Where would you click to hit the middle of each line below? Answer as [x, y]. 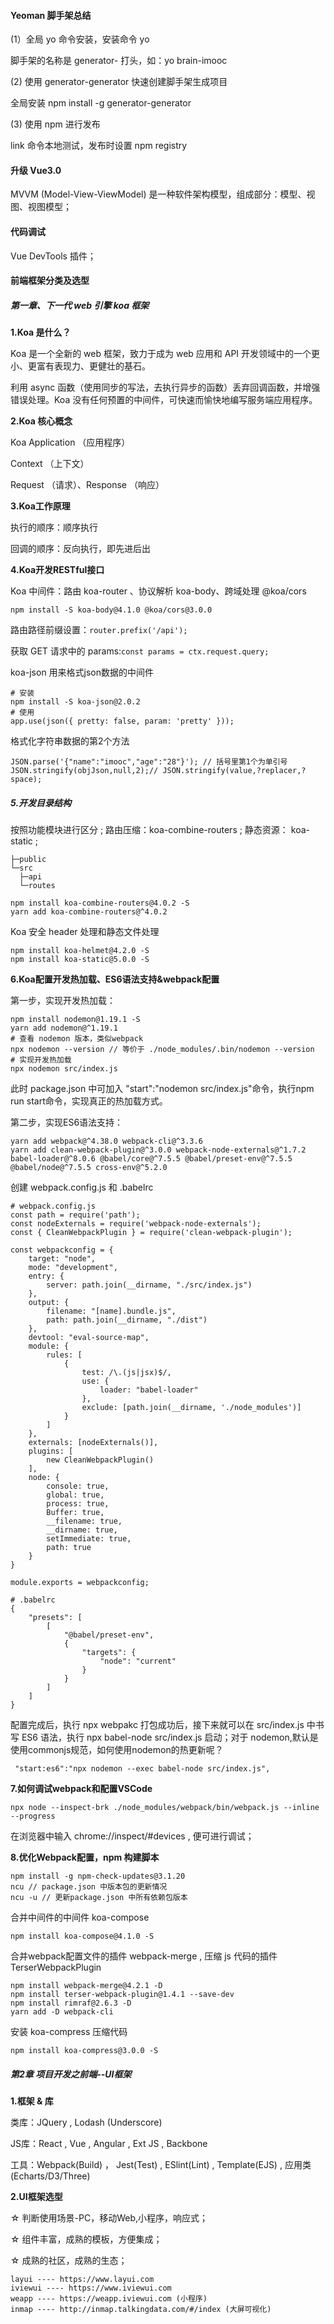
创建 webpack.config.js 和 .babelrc [82, 1187]
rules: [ [64, 1355]
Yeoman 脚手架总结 [51, 15]
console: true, [78, 1486]
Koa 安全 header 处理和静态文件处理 [85, 932]
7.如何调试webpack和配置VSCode [81, 1789]
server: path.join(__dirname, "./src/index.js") [149, 1285]
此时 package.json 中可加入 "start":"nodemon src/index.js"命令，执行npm [162, 1089]
